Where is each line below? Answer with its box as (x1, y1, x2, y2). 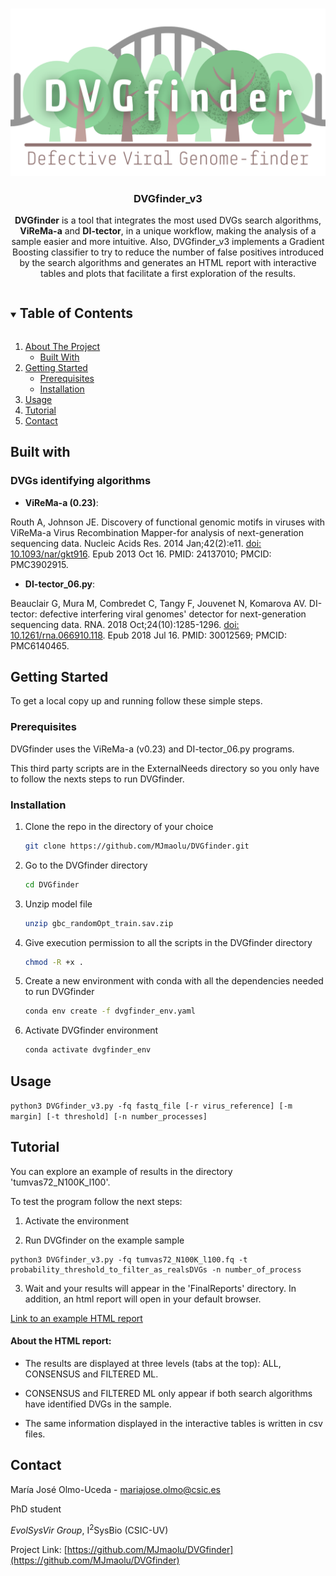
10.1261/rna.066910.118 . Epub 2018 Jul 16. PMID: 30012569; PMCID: (10, 629, 287, 641)
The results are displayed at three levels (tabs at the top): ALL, (24, 1358, 282, 1370)
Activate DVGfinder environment (24, 1024, 159, 1037)
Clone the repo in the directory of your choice (24, 820, 214, 832)
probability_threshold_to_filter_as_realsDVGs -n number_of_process (10, 1264, 302, 1275)
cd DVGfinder (24, 879, 80, 890)
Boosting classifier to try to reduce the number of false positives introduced (11, 246, 325, 258)
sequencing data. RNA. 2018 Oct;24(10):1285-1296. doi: (10, 618, 240, 630)
